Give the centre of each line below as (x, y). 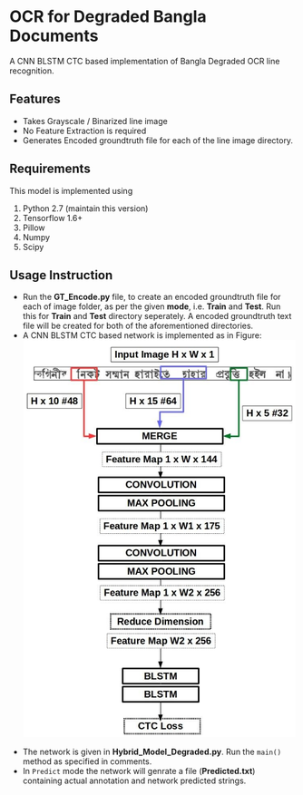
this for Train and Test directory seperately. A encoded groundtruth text (157, 316)
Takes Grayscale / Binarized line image (95, 121)
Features (35, 99)
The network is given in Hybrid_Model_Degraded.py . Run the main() (152, 751)
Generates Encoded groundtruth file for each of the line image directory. (157, 140)
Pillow (34, 228)
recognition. (32, 71)
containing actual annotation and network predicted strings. (134, 780)
